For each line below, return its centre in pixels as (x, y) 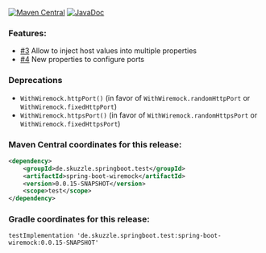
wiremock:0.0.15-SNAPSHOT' (54, 243)
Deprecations (35, 81)
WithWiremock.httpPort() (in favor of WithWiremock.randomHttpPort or (135, 97)
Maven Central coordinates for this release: (95, 144)
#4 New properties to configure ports (82, 60)
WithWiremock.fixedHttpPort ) (69, 106)
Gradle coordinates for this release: (79, 219)
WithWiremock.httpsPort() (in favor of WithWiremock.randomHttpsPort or (139, 115)
